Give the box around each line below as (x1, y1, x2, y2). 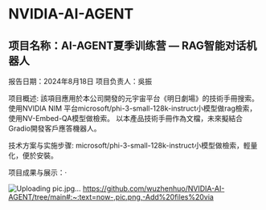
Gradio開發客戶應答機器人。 (8, 123, 101, 133)
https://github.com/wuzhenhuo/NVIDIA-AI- (83, 184, 225, 193)
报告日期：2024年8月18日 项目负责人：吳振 (8, 77, 153, 86)
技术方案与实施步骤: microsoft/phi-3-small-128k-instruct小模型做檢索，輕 (8, 141, 251, 150)
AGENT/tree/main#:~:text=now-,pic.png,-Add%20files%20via (8, 192, 215, 201)
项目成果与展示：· (8, 168, 68, 177)
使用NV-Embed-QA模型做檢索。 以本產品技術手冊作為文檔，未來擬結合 (8, 114, 243, 123)
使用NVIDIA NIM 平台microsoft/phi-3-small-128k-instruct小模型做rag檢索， (8, 103, 257, 113)
